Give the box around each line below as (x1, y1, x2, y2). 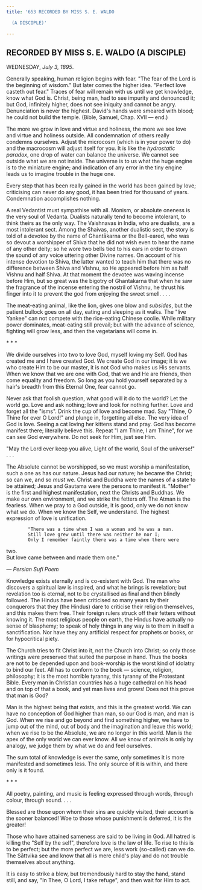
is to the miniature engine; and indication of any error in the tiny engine (6, 164, 183, 171)
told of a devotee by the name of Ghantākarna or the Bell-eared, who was (6, 232, 189, 239)
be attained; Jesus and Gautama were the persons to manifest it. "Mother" (6, 482, 191, 490)
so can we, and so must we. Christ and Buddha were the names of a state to (6, 476, 196, 484)
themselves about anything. (6, 859, 75, 866)
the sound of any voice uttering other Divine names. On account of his (6, 252, 181, 259)
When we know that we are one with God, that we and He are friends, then (6, 370, 192, 378)
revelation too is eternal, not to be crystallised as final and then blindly (6, 590, 180, 597)
